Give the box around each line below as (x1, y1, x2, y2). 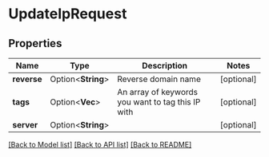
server (12, 120, 38, 130)
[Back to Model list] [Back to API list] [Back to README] (8, 140, 192, 149)
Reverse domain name (117, 73, 202, 84)
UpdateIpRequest (8, 5, 127, 23)
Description (142, 61, 188, 71)
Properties (8, 37, 62, 50)
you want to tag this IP (117, 96, 201, 108)
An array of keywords (117, 87, 199, 97)
